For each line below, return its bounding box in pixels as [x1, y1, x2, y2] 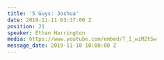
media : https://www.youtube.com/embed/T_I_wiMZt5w [7, 36, 157, 43]
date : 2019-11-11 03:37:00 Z [7, 17, 92, 23]
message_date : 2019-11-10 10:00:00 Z [7, 42, 117, 49]
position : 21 [7, 23, 45, 30]
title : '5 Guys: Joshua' [7, 10, 79, 17]
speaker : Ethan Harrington [7, 29, 85, 37]
